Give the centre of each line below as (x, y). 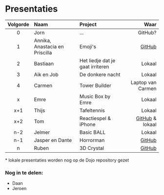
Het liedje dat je (98, 60)
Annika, (42, 40)
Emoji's (88, 46)
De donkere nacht (100, 74)
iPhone (88, 124)
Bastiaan (44, 63)
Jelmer (42, 132)
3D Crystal (92, 148)
